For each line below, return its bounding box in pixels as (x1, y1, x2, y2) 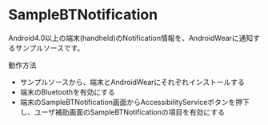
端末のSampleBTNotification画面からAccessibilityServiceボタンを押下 (19, 97, 250, 107)
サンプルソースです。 (14, 42, 85, 53)
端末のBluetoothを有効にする (19, 87, 116, 97)
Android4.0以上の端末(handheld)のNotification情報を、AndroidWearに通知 (8, 33, 254, 42)
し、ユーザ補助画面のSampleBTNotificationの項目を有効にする (19, 107, 226, 117)
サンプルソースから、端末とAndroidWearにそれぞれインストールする (19, 77, 246, 87)
